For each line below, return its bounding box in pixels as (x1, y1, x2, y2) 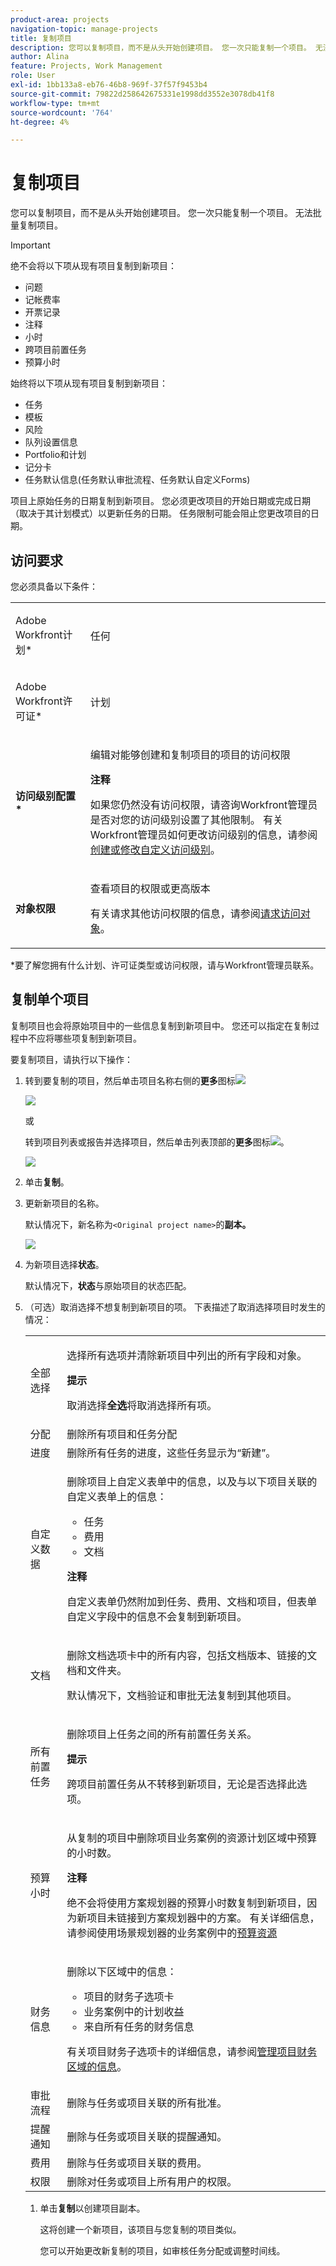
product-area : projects (10, 14, 110, 25)
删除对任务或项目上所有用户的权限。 (66, 2174, 238, 2188)
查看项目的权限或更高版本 (89, 882, 211, 895)
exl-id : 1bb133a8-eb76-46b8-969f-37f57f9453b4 (10, 80, 208, 90)
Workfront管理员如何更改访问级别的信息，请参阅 (89, 828, 318, 841)
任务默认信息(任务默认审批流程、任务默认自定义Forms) (24, 474, 251, 486)
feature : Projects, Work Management (10, 61, 163, 71)
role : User (10, 71, 56, 81)
